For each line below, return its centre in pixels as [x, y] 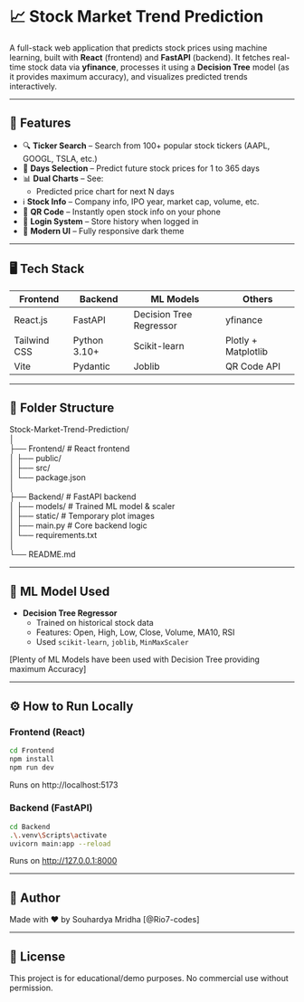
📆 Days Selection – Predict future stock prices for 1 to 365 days [141, 168]
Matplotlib [247, 351]
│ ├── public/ [35, 458]
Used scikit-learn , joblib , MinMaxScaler [112, 642]
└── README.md [43, 554]
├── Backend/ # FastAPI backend [73, 496]
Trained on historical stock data [95, 623]
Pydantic [91, 366]
